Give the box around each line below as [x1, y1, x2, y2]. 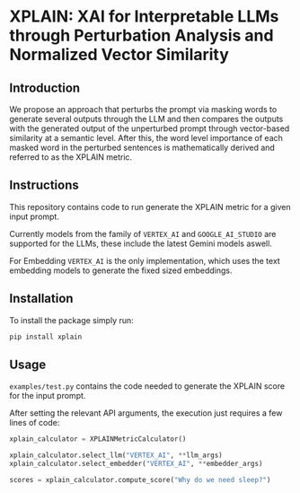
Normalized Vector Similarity [9, 45, 229, 65]
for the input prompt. [9, 391, 86, 401]
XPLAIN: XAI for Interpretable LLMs [9, 6, 279, 27]
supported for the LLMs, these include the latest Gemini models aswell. [9, 238, 272, 249]
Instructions [9, 178, 79, 193]
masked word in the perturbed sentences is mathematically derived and [9, 142, 276, 153]
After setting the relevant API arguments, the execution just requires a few [9, 408, 283, 418]
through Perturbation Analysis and [9, 25, 274, 46]
